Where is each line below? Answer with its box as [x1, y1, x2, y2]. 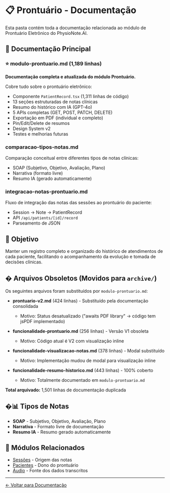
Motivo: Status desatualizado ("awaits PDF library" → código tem [20, 312, 156, 319]
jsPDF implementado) [20, 318, 65, 324]
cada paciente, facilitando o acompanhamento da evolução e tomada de [5, 254, 156, 260]
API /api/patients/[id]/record [12, 215, 78, 221]
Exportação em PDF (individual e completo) [12, 115, 104, 121]
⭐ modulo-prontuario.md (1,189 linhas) [5, 60, 102, 67]
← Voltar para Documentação [5, 482, 67, 488]
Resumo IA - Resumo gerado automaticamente [12, 429, 111, 435]
